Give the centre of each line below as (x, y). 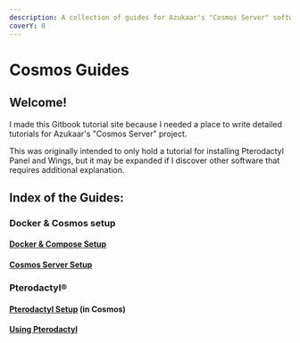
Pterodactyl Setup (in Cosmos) (68, 309)
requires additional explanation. (67, 169)
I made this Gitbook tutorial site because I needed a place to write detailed (146, 124)
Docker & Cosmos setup (62, 223)
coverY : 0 (28, 26)
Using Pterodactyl (43, 330)
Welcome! (38, 103)
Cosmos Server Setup (51, 265)
